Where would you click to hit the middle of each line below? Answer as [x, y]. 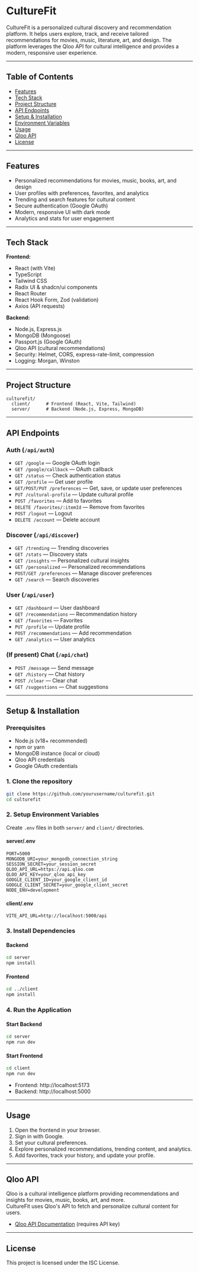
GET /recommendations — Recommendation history [76, 614]
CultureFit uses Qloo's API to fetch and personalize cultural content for [92, 1206]
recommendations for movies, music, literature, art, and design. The [89, 40]
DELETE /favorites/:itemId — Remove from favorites [80, 507]
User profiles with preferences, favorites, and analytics [82, 193]
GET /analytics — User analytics [55, 640]
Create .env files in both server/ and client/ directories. [75, 827]
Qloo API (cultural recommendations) [60, 348]
